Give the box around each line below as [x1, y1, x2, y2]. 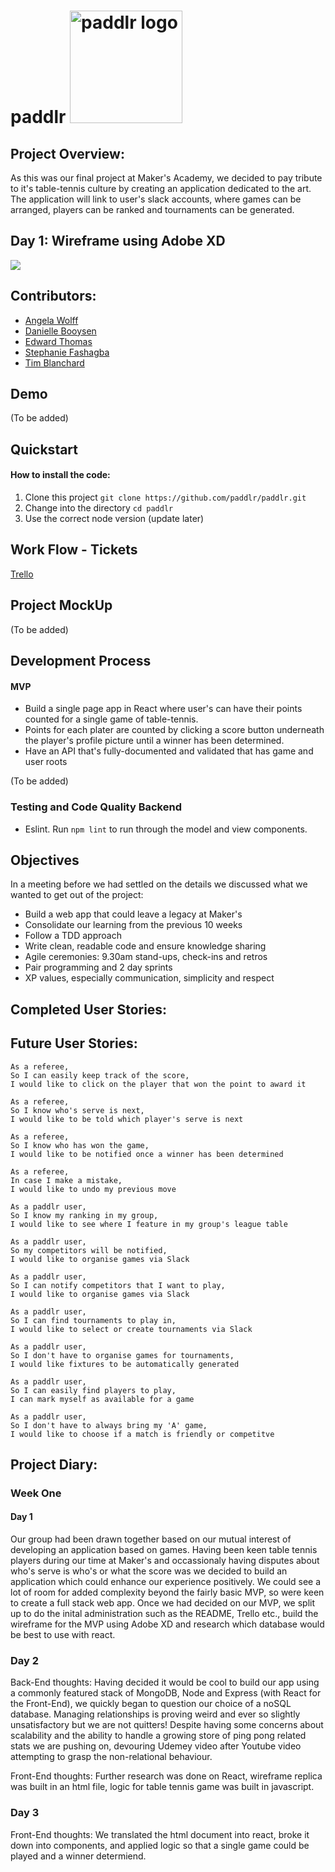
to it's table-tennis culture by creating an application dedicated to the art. [10, 183, 312, 194]
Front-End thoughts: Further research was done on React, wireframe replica [10, 1770, 323, 1782]
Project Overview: [10, 145, 125, 162]
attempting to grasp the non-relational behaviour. [10, 1751, 213, 1763]
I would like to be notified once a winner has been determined [10, 1149, 284, 1159]
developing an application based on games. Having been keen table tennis [10, 1544, 318, 1556]
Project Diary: [10, 1456, 98, 1473]
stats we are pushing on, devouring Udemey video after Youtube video [10, 1740, 302, 1752]
